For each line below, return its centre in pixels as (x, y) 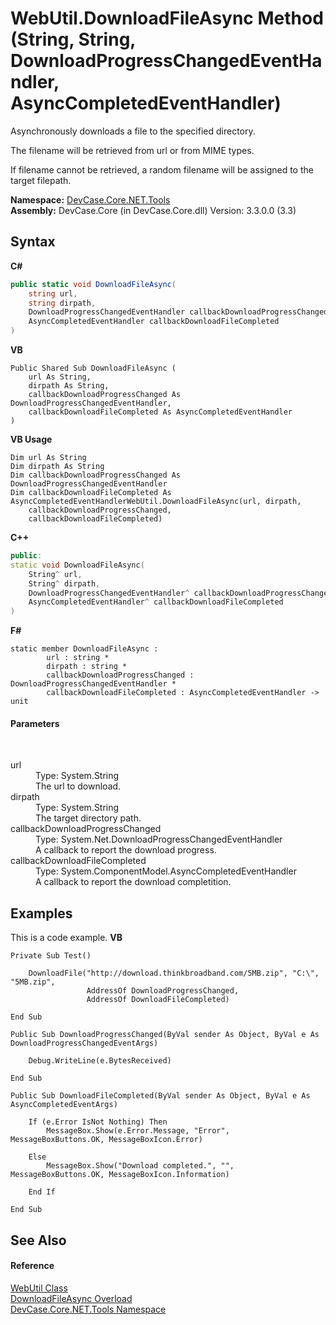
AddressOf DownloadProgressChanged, (163, 991)
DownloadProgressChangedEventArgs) (84, 1043)
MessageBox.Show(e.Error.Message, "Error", (138, 1131)
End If (42, 1192)
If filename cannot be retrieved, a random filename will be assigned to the (162, 169)
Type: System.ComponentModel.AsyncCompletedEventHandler (166, 871)
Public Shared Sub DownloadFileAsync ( (93, 368)
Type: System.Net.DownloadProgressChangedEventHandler (159, 839)
